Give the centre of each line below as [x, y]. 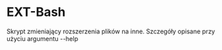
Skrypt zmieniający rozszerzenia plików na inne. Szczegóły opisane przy [111, 31]
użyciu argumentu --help [42, 38]
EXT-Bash [36, 12]
